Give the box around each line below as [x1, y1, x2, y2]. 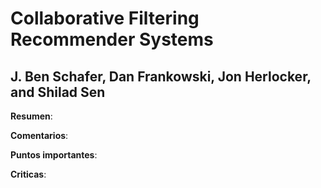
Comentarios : [10, 130, 69, 141]
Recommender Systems [10, 28, 214, 51]
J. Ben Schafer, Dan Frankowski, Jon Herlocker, [10, 68, 312, 85]
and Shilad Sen [10, 83, 106, 101]
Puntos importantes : [10, 149, 98, 161]
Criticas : [10, 168, 47, 180]
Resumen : [10, 110, 53, 122]
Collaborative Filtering [10, 7, 200, 30]
